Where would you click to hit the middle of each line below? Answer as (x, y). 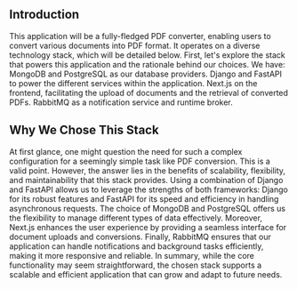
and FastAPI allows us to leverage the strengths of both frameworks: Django (149, 189)
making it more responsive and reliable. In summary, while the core (132, 255)
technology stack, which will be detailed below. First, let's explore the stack (148, 55)
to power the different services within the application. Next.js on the (133, 83)
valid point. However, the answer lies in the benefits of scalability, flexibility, (148, 170)
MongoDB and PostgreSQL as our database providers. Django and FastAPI (146, 74)
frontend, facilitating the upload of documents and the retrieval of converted (149, 92)
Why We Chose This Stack (84, 130)
